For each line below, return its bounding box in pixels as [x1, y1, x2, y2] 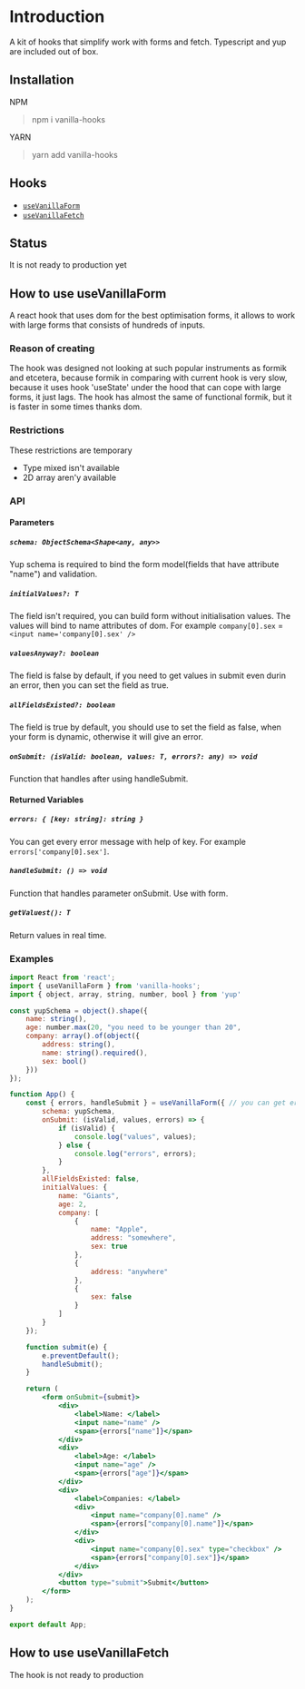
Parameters [9, 517, 54, 528]
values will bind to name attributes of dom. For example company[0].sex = [9, 620, 284, 632]
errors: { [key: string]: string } [9, 815, 144, 824]
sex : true [90, 1242, 128, 1252]
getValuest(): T [9, 908, 71, 918]
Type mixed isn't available [22, 462, 121, 473]
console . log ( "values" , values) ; [74, 1132, 197, 1141]
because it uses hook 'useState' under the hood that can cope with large [9, 382, 281, 393]
